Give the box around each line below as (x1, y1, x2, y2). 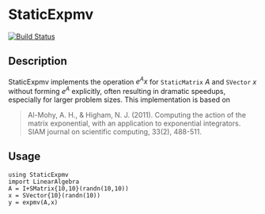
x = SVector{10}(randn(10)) (8, 191, 101, 199)
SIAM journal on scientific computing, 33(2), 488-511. (27, 127, 202, 137)
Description (8, 54, 67, 68)
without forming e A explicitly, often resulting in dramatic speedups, (8, 85, 226, 96)
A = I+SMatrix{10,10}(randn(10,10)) (8, 184, 129, 193)
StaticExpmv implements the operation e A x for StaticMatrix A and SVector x (8, 75, 257, 86)
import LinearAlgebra (8, 178, 80, 186)
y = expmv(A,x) (8, 198, 59, 206)
